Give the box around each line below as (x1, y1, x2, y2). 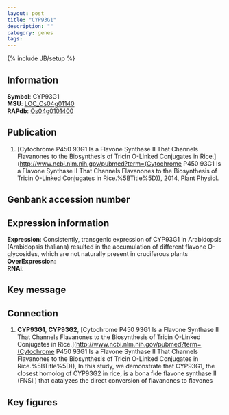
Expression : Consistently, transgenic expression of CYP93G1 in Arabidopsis (7, 235, 222, 243)
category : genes (7, 29, 53, 36)
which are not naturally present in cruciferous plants (40, 249, 189, 257)
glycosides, (7, 249, 40, 257)
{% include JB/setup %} (7, 54, 75, 62)
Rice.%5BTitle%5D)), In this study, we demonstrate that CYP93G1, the (16, 362, 215, 370)
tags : (7, 36, 23, 42)
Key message (7, 284, 67, 296)
